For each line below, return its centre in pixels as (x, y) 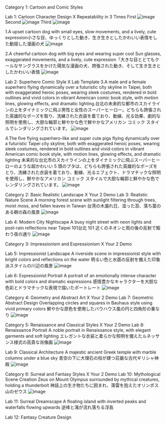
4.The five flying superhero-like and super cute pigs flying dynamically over (83, 138)
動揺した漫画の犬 (27, 44)
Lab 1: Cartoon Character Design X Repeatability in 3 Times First (71, 17)
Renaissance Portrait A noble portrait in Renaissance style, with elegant (78, 330)
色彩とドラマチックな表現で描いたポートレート (53, 288)
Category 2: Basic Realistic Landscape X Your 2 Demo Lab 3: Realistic (77, 195)
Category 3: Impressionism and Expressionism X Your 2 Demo (69, 244)
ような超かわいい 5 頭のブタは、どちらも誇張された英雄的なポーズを (88, 166)
